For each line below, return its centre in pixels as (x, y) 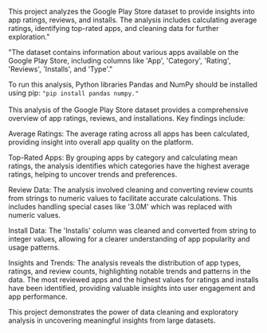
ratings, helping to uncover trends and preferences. (93, 174)
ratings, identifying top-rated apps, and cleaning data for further (114, 28)
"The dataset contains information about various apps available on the (124, 52)
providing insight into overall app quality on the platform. (101, 142)
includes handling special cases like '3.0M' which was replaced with (120, 207)
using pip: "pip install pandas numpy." (74, 93)
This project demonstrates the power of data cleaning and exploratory (124, 312)
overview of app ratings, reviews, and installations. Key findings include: (127, 118)
